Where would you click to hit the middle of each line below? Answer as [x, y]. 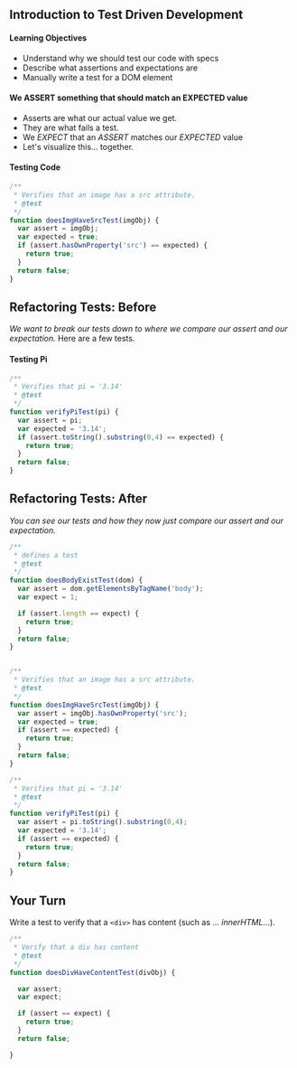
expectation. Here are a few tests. [72, 339]
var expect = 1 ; [48, 597]
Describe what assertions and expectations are [110, 68]
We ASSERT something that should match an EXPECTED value [129, 98]
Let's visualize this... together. [78, 146]
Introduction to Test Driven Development [126, 15]
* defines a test [46, 555]
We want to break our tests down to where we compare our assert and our [148, 329]
